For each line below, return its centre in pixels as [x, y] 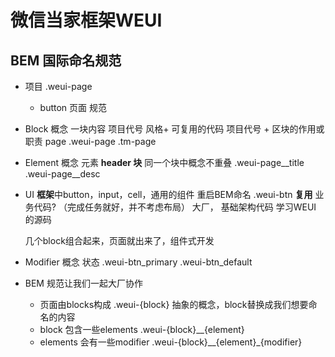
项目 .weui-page [58, 86]
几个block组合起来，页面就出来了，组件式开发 [119, 240]
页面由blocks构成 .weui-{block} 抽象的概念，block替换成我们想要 [174, 304]
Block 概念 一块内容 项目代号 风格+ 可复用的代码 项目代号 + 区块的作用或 [174, 129]
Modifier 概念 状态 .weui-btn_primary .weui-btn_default [138, 262]
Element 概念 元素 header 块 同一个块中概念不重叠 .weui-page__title [164, 162]
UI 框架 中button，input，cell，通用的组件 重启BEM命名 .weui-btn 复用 [168, 194]
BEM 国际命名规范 [66, 60]
